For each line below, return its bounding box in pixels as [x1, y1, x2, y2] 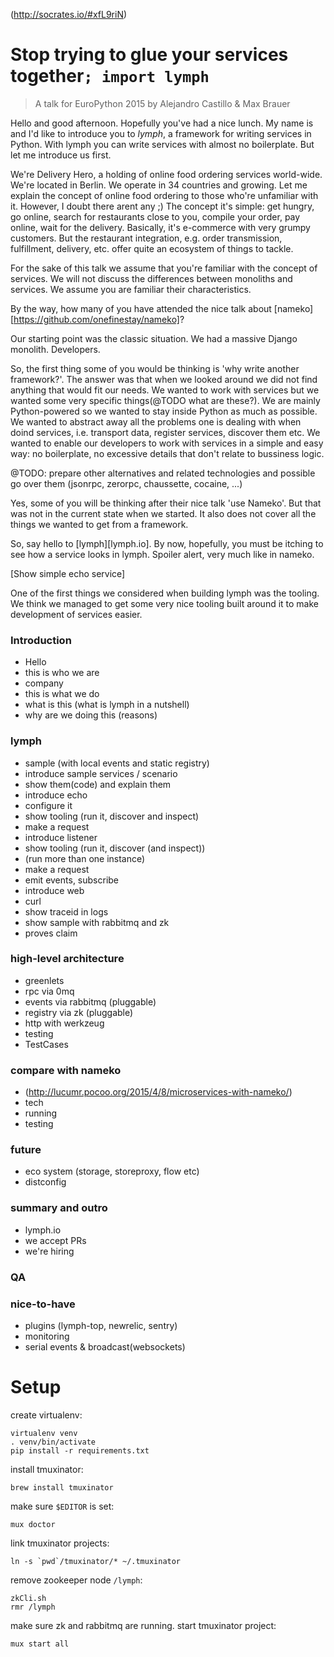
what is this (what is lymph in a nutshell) [24, 699, 190, 711]
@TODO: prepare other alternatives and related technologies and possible [10, 467, 316, 479]
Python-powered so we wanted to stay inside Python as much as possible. [10, 405, 318, 417]
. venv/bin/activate [10, 1437, 97, 1447]
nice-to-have [10, 1297, 76, 1311]
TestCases [24, 1038, 69, 1050]
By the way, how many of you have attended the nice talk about [10, 302, 272, 314]
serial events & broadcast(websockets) [24, 1340, 186, 1353]
